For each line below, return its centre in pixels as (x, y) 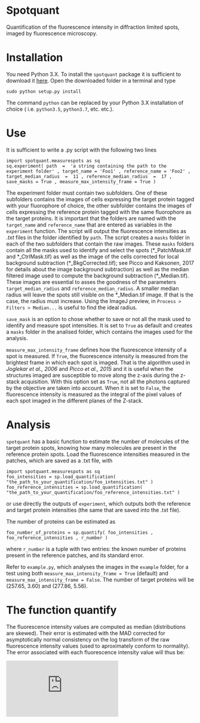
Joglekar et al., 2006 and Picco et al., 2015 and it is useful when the (90, 368)
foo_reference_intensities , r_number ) (57, 538)
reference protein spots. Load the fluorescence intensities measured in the (98, 454)
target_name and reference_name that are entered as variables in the (89, 225)
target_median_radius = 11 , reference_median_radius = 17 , (89, 176)
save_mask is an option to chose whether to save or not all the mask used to (99, 319)
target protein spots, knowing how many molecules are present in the (91, 447)
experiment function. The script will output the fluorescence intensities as (96, 231)
